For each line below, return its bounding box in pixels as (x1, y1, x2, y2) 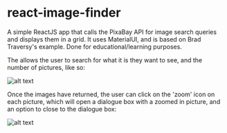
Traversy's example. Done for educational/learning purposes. (7, 42, 182, 51)
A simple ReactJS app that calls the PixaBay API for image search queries (7, 28, 217, 36)
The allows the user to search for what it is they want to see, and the (7, 55, 203, 64)
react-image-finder (7, 5, 121, 21)
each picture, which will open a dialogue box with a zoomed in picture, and (7, 97, 221, 105)
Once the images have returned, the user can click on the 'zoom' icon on (7, 90, 215, 98)
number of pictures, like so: (7, 63, 85, 71)
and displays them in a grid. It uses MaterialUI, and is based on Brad (7, 35, 201, 43)
